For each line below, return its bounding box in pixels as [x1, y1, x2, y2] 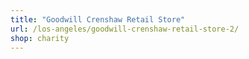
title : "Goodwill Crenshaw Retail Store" [10, 14, 186, 25]
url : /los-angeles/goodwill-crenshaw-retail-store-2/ [10, 24, 240, 34]
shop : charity [10, 33, 70, 43]
